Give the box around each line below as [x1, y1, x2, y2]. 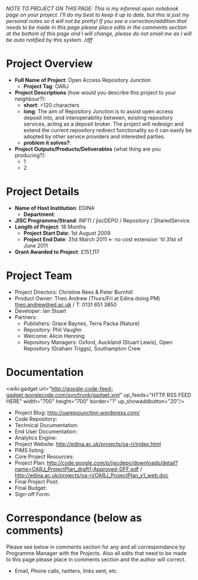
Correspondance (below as [6, 511, 143, 525]
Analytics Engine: [14, 434, 57, 441]
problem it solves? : [23, 139, 72, 146]
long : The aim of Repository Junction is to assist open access [23, 107, 174, 114]
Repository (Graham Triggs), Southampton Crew [23, 345, 141, 352]
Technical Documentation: [14, 421, 78, 428]
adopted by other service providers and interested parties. [23, 133, 166, 140]
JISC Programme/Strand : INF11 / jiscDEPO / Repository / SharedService [14, 217, 190, 224]
